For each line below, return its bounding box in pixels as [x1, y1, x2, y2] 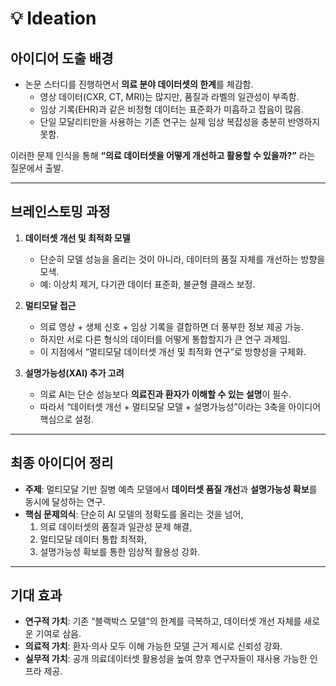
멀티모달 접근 [24, 299, 77, 311]
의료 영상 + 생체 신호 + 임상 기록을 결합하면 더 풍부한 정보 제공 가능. [39, 320, 305, 332]
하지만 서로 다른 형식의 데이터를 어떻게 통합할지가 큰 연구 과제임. [39, 333, 291, 345]
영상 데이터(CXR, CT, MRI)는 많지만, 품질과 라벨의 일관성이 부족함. [39, 91, 300, 102]
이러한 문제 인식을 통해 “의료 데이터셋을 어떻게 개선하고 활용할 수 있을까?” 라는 [10, 150, 316, 161]
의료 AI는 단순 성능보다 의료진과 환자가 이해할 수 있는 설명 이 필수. [39, 388, 292, 400]
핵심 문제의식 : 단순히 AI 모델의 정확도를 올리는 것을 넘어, [24, 508, 244, 520]
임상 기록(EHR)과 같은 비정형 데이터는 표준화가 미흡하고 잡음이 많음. [39, 103, 304, 115]
